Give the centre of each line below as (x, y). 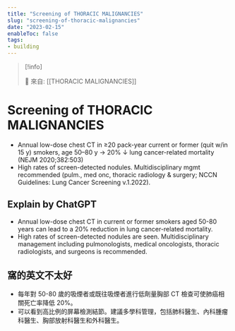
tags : (15, 40)
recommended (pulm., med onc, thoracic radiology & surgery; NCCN (117, 174)
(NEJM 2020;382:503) (50, 160)
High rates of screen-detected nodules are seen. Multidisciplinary (113, 236)
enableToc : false (33, 34)
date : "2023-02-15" (36, 27)
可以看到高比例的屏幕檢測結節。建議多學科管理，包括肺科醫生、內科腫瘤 (122, 311)
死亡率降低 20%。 (50, 302)
